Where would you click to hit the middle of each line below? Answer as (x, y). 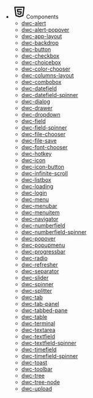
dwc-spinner (37, 284)
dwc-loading (37, 186)
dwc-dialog (36, 101)
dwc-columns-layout (48, 75)
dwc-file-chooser (43, 134)
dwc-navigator (40, 219)
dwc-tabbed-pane (44, 310)
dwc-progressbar (43, 252)
